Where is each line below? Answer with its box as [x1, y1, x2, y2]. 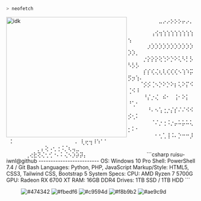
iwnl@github [6, 157, 37, 164]
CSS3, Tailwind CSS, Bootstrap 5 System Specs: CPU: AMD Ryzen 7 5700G [6, 170, 193, 177]
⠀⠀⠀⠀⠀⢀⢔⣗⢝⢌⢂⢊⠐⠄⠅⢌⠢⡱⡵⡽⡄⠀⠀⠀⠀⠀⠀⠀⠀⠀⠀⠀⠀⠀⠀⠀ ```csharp [6, 150, 170, 158]
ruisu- [170, 150, 185, 158]
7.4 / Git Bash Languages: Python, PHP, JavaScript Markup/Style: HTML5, [6, 163, 190, 171]
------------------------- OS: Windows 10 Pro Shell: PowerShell [38, 157, 196, 164]
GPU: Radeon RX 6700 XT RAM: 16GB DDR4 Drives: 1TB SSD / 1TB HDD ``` [6, 176, 191, 184]
